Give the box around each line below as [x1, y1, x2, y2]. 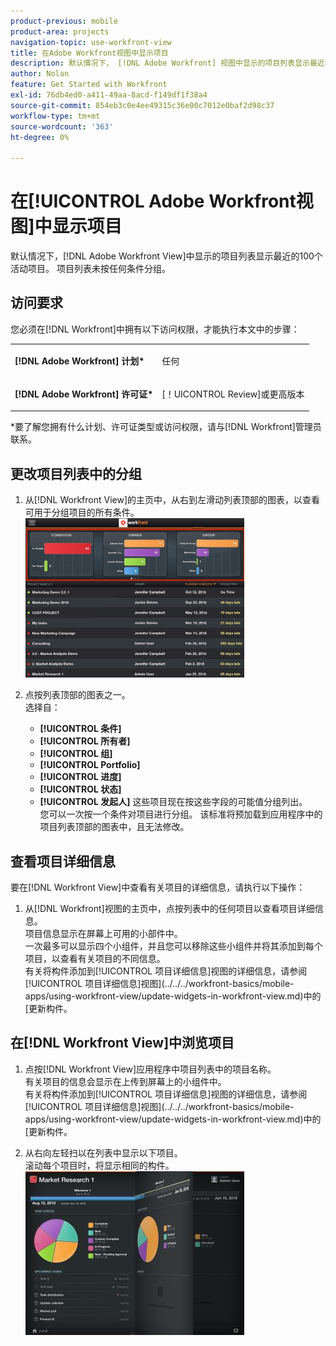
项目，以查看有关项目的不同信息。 [24, 953, 166, 964]
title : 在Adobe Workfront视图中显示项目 [10, 48, 169, 58]
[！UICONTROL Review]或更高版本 [161, 388, 305, 400]
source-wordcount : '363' [10, 121, 114, 132]
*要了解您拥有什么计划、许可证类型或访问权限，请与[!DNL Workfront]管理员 [10, 421, 322, 433]
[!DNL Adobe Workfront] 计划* [14, 355, 145, 367]
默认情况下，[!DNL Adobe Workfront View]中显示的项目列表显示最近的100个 [10, 250, 323, 262]
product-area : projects [10, 26, 110, 37]
